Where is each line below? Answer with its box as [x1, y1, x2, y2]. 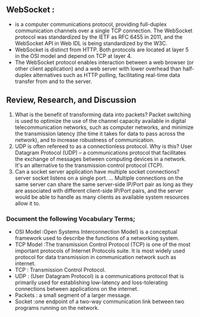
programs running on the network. [14, 304, 100, 311]
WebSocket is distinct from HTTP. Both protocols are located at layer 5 [14, 46, 189, 53]
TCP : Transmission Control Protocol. [14, 266, 106, 273]
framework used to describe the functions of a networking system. [14, 234, 180, 241]
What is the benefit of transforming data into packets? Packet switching [14, 110, 191, 118]
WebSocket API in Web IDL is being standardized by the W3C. [14, 39, 168, 47]
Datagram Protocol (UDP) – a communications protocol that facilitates [14, 149, 186, 156]
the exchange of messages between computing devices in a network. [14, 155, 186, 162]
